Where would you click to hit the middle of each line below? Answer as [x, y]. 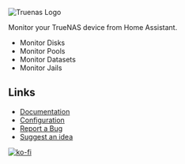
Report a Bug [41, 128]
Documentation [45, 111]
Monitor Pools [42, 51]
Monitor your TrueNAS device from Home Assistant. [93, 27]
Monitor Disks [42, 43]
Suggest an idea [46, 136]
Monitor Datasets [48, 60]
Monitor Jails [41, 68]
